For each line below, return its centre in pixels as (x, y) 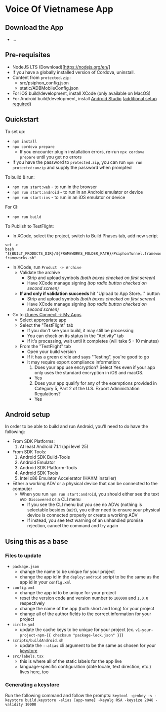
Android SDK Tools (39, 473)
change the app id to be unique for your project (68, 593)
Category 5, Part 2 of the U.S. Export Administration (87, 388)
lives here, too (34, 672)
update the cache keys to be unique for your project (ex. (77, 630)
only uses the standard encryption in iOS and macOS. (89, 372)
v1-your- (144, 630)
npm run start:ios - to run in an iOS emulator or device (69, 197)
